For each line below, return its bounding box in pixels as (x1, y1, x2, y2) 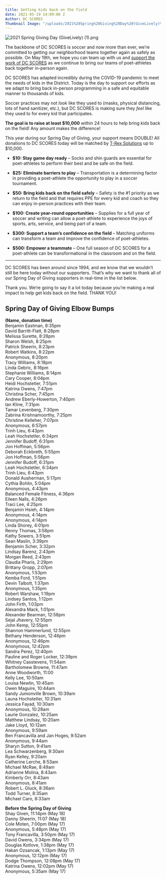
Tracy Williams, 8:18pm (5, 360, 52, 366)
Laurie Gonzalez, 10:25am (5, 712, 58, 718)
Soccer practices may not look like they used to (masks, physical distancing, (5, 100, 161, 106)
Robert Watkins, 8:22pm (5, 349, 54, 355)
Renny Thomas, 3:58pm (5, 528, 54, 534)
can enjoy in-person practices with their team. (12, 201, 107, 207)
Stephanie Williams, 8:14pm (5, 370, 62, 376)
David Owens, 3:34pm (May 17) (5, 837, 69, 843)
